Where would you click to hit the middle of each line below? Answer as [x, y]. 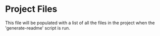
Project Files [31, 9]
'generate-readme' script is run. [38, 28]
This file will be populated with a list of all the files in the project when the [80, 23]
